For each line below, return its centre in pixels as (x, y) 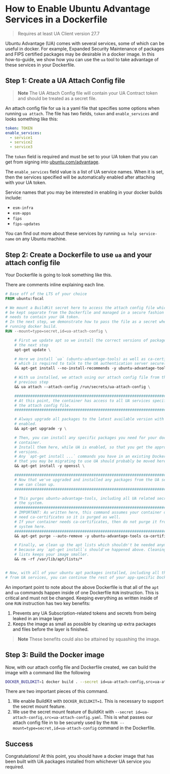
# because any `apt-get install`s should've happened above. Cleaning (90, 550)
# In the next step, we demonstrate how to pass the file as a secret (81, 322)
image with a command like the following (48, 672)
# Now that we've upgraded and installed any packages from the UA (87, 480)
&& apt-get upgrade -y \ (40, 429)
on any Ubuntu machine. (41, 239)
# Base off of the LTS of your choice (46, 294)
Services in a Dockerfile (56, 19)
